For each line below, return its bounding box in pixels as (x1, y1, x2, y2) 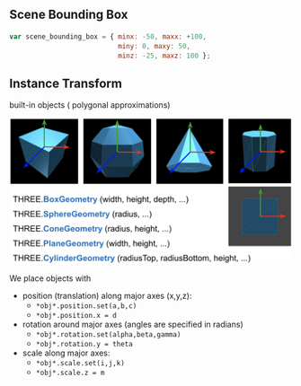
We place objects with (9, 273, 92, 284)
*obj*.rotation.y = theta (35, 340, 133, 349)
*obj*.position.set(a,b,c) (35, 302, 137, 311)
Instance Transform (9, 75, 123, 91)
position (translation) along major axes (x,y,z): (22, 291, 192, 302)
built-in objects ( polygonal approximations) (9, 100, 171, 110)
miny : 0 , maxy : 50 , (118, 41, 191, 50)
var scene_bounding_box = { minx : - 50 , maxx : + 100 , (9, 31, 207, 41)
